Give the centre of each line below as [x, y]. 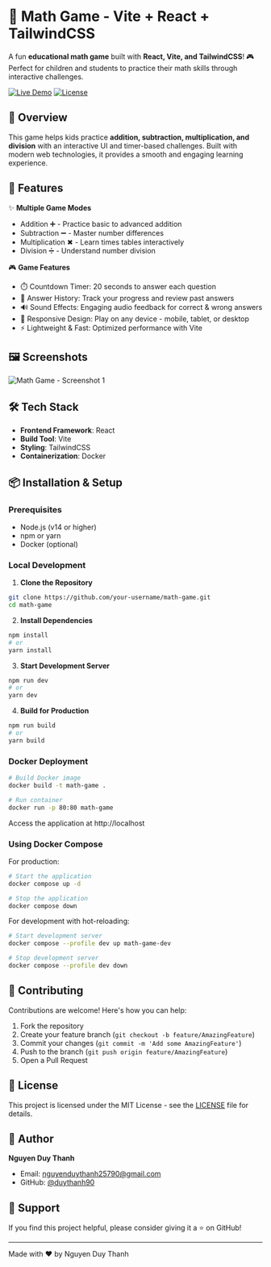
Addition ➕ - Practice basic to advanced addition [101, 224]
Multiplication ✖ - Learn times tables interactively [102, 242]
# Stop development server [54, 958]
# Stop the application [48, 898]
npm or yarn [40, 535]
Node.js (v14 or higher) [58, 527]
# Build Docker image [45, 778]
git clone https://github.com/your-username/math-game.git [110, 598]
